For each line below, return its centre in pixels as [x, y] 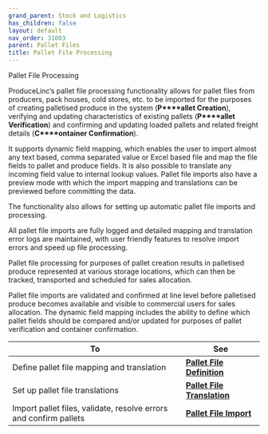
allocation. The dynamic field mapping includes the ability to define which [129, 312]
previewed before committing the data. [72, 191]
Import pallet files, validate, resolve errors [90, 408]
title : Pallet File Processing [60, 53]
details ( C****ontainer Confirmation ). [73, 133]
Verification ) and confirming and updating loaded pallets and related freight [133, 125]
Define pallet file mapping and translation [89, 367]
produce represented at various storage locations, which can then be [122, 271]
